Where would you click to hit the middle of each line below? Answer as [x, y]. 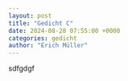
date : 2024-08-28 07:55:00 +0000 [64, 30]
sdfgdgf [21, 68]
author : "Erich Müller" [48, 46]
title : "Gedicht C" [41, 23]
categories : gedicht [43, 38]
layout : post [30, 16]
